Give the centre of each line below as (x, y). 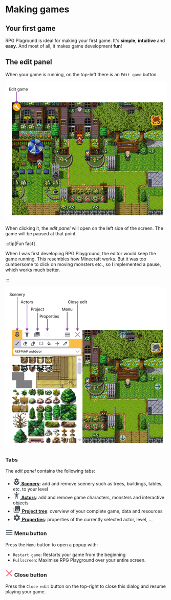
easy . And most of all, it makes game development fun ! (64, 46)
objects (21, 503)
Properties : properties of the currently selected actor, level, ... (87, 520)
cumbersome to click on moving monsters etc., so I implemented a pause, (83, 264)
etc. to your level (30, 489)
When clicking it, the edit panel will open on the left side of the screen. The (84, 228)
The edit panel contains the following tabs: (50, 471)
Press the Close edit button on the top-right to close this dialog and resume (86, 586)
